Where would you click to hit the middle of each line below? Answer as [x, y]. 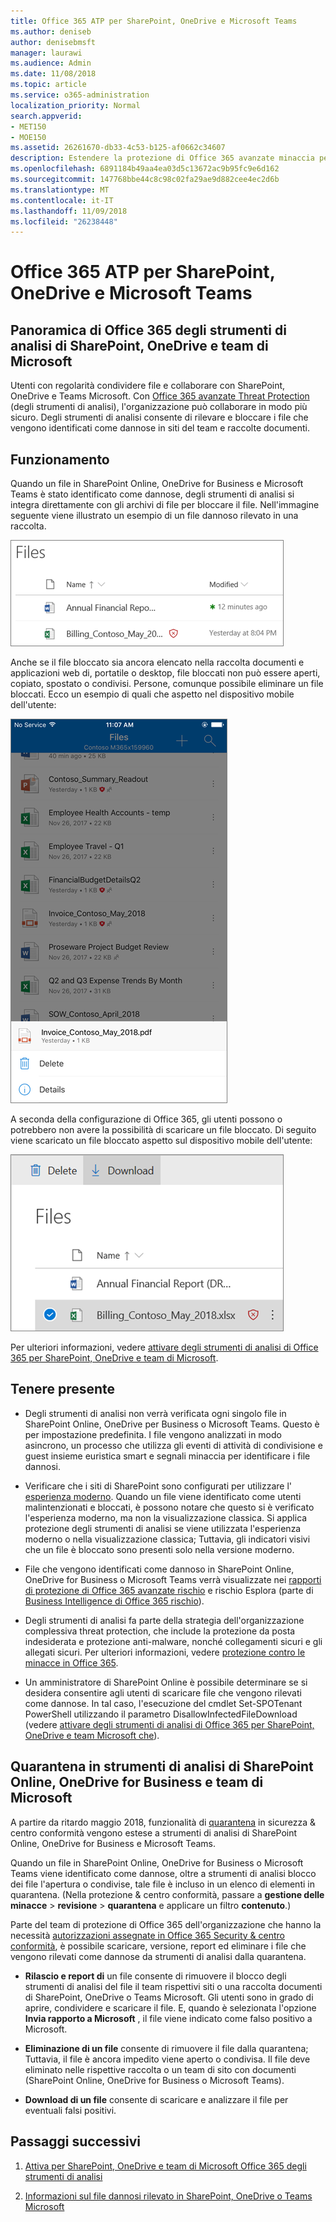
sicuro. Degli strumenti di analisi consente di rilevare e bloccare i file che [159, 417]
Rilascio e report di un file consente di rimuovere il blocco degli [155, 1976]
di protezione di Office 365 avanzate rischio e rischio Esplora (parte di [169, 1590]
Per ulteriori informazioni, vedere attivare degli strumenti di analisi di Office [164, 1347]
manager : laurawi [46, 53]
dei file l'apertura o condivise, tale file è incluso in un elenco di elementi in [162, 1884]
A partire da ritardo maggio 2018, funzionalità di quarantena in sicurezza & [163, 1822]
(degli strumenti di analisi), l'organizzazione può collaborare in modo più [159, 407]
